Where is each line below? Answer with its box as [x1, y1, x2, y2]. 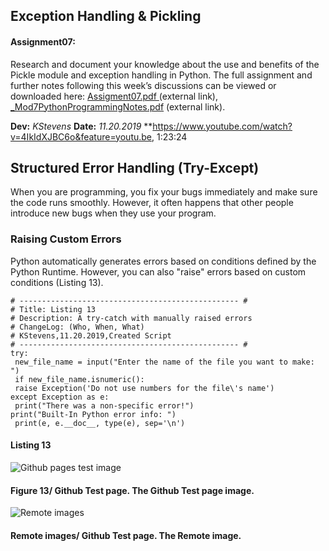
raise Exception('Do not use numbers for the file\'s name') [14, 383, 275, 393]
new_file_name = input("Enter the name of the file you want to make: [14, 357, 315, 367]
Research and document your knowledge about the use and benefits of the [10, 58, 320, 70]
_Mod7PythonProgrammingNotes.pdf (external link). [10, 100, 226, 113]
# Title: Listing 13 [10, 304, 97, 314]
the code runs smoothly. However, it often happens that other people [10, 197, 294, 209]
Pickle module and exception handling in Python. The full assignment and [10, 69, 313, 81]
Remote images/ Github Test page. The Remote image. [10, 529, 242, 541]
